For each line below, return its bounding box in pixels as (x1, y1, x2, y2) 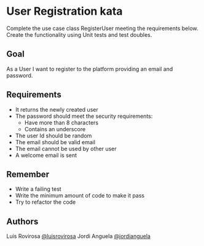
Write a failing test (15, 185, 61, 193)
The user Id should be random (15, 132, 92, 139)
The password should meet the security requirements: (15, 112, 153, 120)
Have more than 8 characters (24, 118, 99, 126)
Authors (6, 216, 39, 226)
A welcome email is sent (15, 152, 77, 159)
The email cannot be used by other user (15, 145, 117, 152)
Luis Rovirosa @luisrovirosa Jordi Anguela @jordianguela (6, 233, 151, 240)
